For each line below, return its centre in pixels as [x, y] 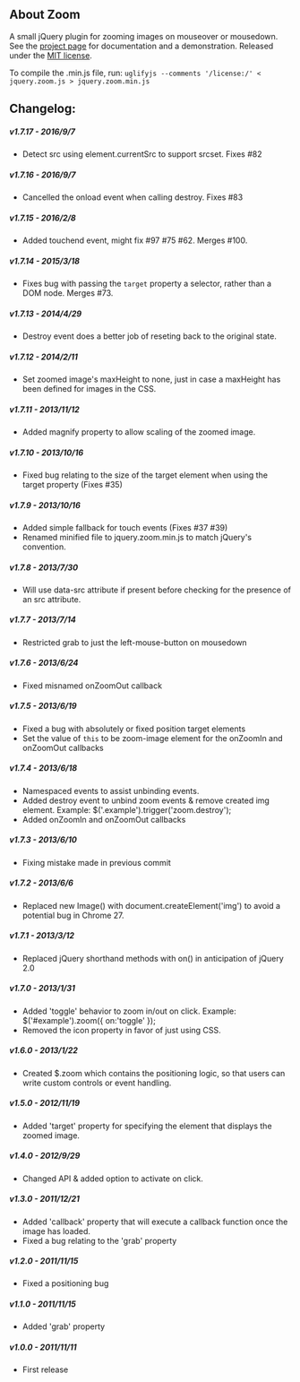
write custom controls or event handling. [97, 1083]
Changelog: [43, 109]
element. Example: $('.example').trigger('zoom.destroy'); [127, 809]
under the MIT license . [51, 55]
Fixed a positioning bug [65, 1283]
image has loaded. [56, 1231]
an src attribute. [51, 599]
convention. [44, 547]
